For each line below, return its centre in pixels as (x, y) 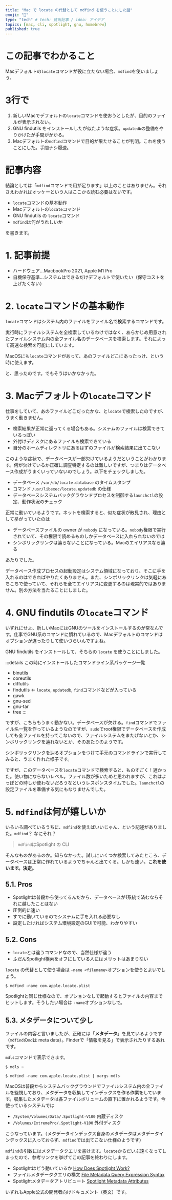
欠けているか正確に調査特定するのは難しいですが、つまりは (85, 465)
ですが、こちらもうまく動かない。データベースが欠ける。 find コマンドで (81, 722)
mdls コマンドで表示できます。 (37, 1057)
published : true (23, 29)
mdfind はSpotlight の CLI (44, 844)
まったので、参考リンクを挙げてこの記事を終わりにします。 (68, 1157)
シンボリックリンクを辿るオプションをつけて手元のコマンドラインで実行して (86, 753)
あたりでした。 (21, 560)
